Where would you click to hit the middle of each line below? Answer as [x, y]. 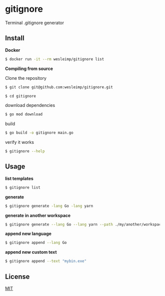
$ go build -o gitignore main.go [39, 133]
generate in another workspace [38, 215]
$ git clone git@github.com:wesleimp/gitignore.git [59, 87]
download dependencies [30, 105]
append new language [28, 234]
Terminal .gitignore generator [35, 23]
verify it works [20, 142]
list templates [19, 178]
